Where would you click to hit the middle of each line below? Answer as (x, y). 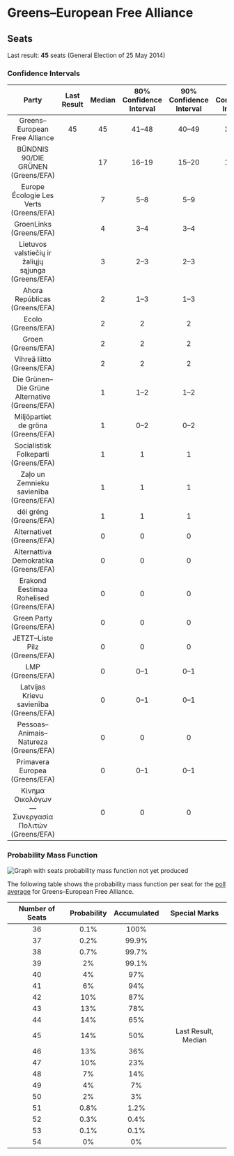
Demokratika (33, 561)
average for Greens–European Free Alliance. (71, 891)
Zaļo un (33, 474)
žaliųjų (33, 261)
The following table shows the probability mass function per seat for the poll (117, 884)
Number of (37, 908)
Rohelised (33, 598)
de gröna (33, 425)
